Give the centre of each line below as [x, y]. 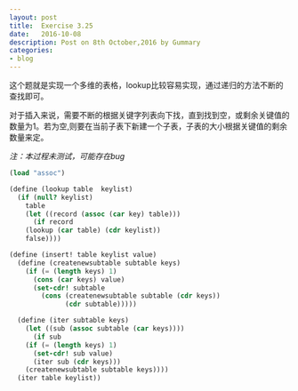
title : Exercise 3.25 [51, 26]
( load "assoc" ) [37, 173]
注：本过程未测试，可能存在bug [67, 156]
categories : [31, 51]
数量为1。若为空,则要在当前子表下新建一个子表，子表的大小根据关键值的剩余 [148, 126]
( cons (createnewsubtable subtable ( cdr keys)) [131, 296]
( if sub [47, 337]
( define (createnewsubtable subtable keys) [99, 263]
